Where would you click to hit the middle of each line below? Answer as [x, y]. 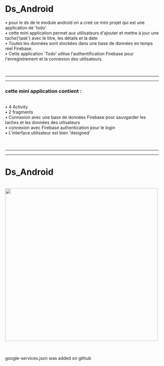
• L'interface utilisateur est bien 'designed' [48, 133]
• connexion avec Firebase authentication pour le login [60, 128]
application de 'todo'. [26, 27]
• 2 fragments [19, 112]
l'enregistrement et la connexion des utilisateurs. [54, 59]
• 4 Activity [17, 107]
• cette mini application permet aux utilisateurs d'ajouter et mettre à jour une [82, 33]
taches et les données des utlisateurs [43, 123]
